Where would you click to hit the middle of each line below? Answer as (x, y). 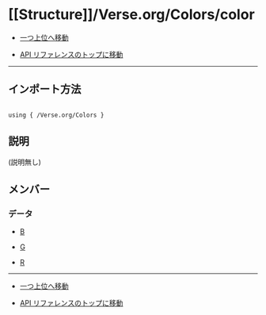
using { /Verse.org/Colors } (56, 115)
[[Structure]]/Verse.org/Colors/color (131, 15)
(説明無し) (25, 162)
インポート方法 (45, 89)
